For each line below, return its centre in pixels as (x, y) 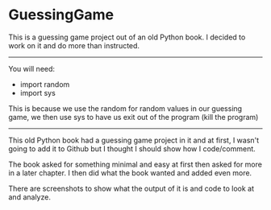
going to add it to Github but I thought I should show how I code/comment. (132, 148)
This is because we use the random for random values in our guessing (125, 108)
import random (45, 84)
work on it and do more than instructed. (74, 45)
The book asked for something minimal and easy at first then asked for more (135, 164)
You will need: (31, 68)
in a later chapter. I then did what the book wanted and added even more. (130, 173)
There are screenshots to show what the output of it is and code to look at (131, 188)
